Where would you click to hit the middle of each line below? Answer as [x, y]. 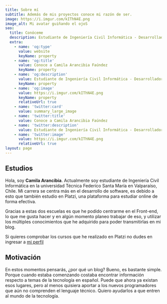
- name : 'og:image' [34, 88]
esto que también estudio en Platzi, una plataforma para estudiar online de [82, 196]
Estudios [19, 169]
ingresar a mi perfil [24, 242]
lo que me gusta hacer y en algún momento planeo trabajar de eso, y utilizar [83, 216]
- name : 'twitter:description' [46, 125]
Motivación [23, 258]
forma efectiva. [21, 201]
